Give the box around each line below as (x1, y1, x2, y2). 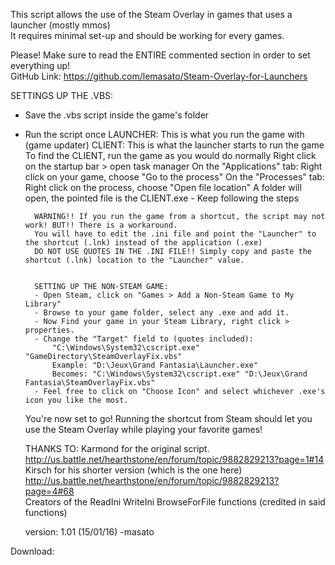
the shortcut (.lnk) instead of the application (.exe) (24, 238, 263, 248)
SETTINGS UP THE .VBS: (10, 90, 114, 101)
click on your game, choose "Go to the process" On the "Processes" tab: (24, 171, 325, 183)
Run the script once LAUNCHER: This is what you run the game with (24, 129, 305, 140)
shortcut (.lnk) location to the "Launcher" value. (24, 255, 245, 265)
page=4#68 (24, 485, 75, 497)
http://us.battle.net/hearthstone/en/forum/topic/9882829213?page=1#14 (24, 454, 325, 465)
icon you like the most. (24, 395, 129, 405)
